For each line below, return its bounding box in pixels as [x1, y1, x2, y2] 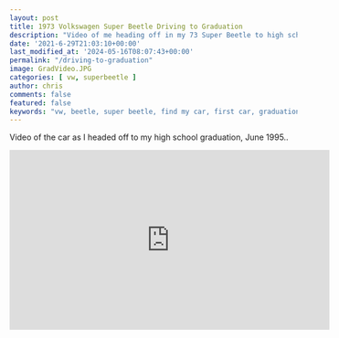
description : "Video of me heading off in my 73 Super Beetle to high [9, 30, 284, 39]
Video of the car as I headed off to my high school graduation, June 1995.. [9, 132, 290, 143]
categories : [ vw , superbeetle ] [9, 73, 137, 82]
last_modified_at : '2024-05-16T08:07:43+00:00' [9, 48, 195, 57]
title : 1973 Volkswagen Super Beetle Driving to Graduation [9, 22, 244, 31]
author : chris [9, 81, 64, 90]
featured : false [9, 98, 71, 108]
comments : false [9, 90, 71, 99]
